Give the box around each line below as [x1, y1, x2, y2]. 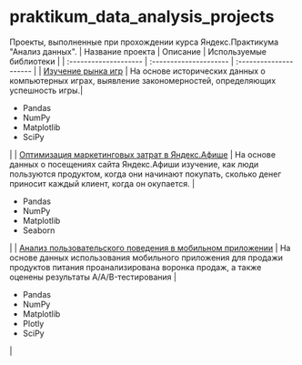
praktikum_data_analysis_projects [9, 6, 275, 27]
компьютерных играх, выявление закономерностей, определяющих [9, 75, 277, 86]
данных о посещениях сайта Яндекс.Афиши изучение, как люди [9, 158, 259, 169]
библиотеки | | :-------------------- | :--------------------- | [9, 56, 235, 66]
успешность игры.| [9, 85, 84, 96]
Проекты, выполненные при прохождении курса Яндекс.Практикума [9, 36, 279, 47]
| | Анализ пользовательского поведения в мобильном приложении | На [9, 242, 291, 253]
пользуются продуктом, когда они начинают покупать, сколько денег [9, 168, 282, 179]
